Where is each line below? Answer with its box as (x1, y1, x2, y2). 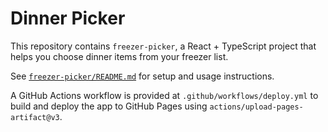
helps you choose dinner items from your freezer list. (10, 50, 229, 62)
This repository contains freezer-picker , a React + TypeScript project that (10, 40, 317, 52)
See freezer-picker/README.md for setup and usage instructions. (10, 70, 275, 82)
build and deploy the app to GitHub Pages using (10, 100, 208, 112)
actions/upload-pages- (209, 102, 304, 112)
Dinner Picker (10, 7, 126, 30)
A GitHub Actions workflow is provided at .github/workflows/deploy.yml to (10, 89, 319, 101)
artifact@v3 (10, 112, 60, 122)
